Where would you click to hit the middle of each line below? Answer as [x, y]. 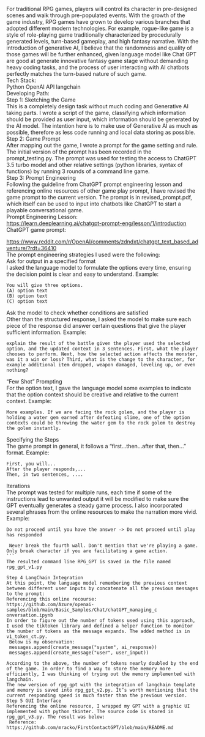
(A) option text [27, 291]
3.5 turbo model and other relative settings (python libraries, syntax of [95, 165]
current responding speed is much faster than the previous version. [97, 695]
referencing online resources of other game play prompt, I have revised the [101, 191]
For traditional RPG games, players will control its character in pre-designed [102, 9]
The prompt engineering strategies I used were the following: [83, 254]
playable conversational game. [45, 210]
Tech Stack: [21, 80]
